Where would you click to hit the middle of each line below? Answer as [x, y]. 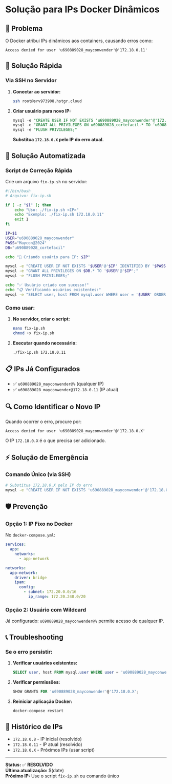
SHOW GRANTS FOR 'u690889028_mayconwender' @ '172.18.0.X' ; [76, 692]
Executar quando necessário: [45, 343]
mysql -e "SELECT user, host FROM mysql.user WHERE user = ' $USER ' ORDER [86, 294]
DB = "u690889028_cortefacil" [35, 247]
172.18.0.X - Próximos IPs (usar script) [54, 750]
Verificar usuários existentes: [45, 663]
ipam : [20, 582]
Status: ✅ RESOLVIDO [29, 765]
